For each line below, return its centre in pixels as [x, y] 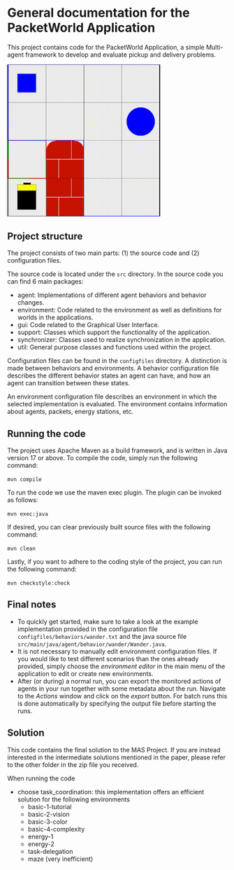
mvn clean [22, 548]
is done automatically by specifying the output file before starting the [117, 703]
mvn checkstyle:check [39, 583]
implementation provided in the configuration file [88, 629]
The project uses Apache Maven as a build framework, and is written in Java [117, 450]
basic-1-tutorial [50, 806]
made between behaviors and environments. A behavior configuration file [113, 368]
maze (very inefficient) [60, 859]
